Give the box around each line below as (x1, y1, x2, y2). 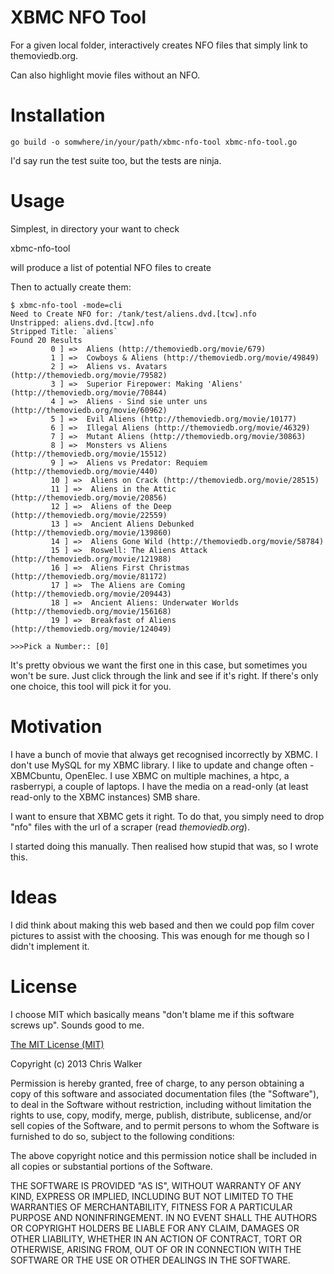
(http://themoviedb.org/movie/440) (10, 466, 159, 476)
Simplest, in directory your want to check (10, 222, 180, 235)
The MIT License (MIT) (10, 1038, 105, 1050)
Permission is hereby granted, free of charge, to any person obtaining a (10, 1077, 305, 1089)
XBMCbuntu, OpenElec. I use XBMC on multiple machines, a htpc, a (10, 769, 290, 781)
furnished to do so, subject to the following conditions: (10, 1130, 235, 1142)
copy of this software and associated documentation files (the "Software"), (10, 1087, 320, 1100)
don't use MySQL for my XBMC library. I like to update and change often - (10, 759, 315, 771)
